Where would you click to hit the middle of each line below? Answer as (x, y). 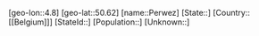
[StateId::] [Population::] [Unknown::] (122, 22)
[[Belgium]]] (30, 22)
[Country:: (232, 13)
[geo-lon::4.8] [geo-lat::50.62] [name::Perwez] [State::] (110, 13)
